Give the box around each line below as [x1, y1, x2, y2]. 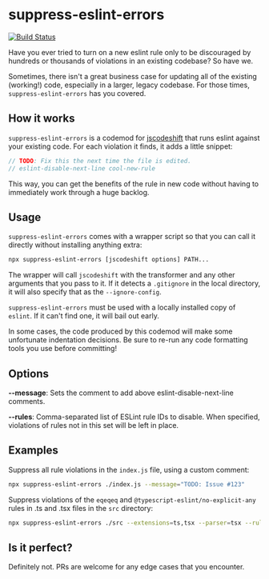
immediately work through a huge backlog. [8, 187, 150, 197]
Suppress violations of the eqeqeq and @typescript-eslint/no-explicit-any [8, 494, 256, 505]
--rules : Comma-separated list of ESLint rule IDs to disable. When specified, [8, 412, 260, 421]
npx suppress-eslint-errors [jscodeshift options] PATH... [8, 256, 210, 264]
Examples [8, 444, 58, 457]
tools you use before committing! [8, 344, 118, 353]
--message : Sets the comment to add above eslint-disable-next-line [8, 388, 235, 397]
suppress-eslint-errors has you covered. [8, 88, 147, 98]
